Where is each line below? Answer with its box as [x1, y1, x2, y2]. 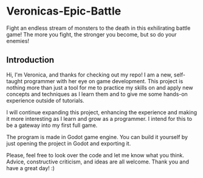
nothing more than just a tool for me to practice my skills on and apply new [6, 84, 193, 91]
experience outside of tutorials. [6, 97, 84, 104]
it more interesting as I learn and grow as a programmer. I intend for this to [6, 115, 193, 122]
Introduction [6, 55, 55, 65]
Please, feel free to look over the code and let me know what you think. [6, 151, 184, 159]
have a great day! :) [6, 164, 55, 171]
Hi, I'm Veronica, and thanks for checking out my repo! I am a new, [6, 71, 173, 78]
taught [6, 77, 23, 84]
